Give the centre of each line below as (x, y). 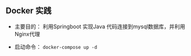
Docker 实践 (29, 11)
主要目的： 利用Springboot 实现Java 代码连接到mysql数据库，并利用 (100, 26)
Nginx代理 (27, 34)
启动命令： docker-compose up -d (56, 46)
